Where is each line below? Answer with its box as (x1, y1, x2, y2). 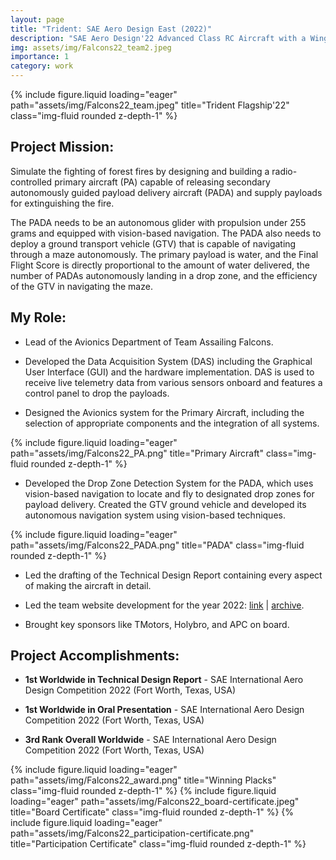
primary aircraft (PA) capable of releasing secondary (54, 176, 271, 188)
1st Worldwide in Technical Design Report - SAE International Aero (24, 674, 304, 686)
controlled (10, 176, 53, 188)
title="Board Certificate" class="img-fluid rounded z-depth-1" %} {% (10, 806, 295, 818)
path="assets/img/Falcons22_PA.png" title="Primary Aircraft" (10, 447, 264, 459)
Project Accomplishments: (10, 647, 180, 665)
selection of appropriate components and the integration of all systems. (24, 417, 320, 429)
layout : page (10, 14, 65, 25)
